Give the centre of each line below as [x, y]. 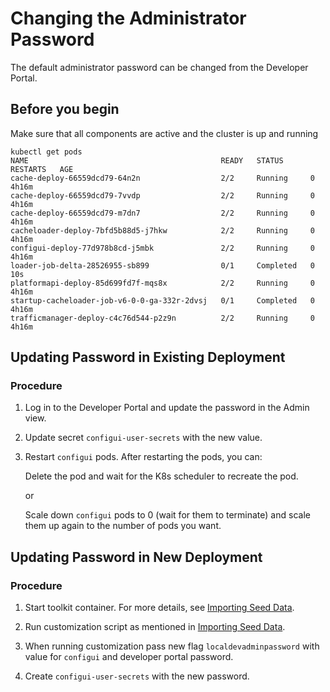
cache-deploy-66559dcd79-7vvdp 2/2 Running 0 [162, 195]
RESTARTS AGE [42, 169]
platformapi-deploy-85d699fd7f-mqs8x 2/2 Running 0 [162, 283]
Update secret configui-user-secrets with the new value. [143, 438]
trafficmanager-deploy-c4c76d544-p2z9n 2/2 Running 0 [162, 318]
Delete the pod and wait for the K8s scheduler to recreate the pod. [161, 476]
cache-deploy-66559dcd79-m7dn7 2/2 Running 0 [162, 213]
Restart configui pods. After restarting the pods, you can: [143, 457]
